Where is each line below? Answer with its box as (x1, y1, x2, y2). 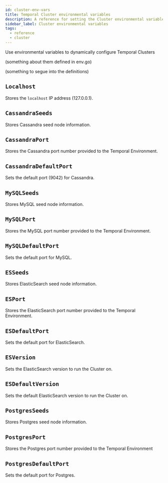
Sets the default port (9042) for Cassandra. (5, 175, 95, 181)
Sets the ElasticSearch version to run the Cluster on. (5, 366, 112, 372)
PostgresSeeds (5, 407, 49, 414)
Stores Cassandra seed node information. (5, 121, 91, 128)
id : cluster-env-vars (5, 7, 50, 13)
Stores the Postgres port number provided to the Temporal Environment (5, 445, 153, 451)
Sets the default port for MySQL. (5, 254, 72, 261)
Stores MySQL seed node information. (5, 201, 84, 207)
